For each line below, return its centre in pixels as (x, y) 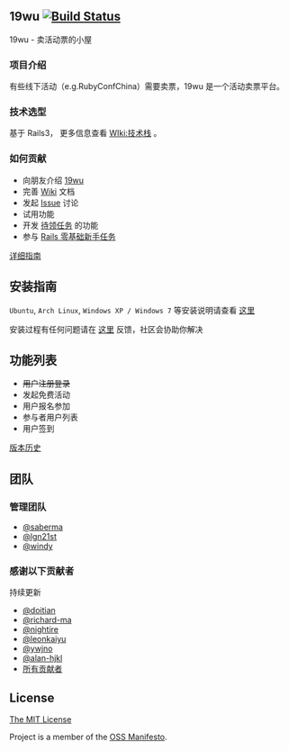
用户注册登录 (46, 384)
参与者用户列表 (50, 417)
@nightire (41, 629)
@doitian (39, 611)
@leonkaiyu (44, 639)
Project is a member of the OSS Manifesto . (89, 737)
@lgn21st (39, 537)
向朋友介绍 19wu (53, 180)
